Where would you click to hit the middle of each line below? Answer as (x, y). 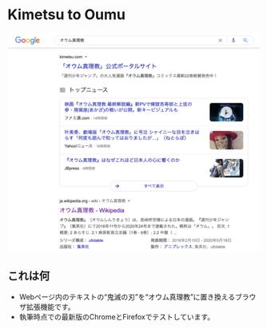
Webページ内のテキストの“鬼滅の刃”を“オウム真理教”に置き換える (127, 296)
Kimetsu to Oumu (66, 15)
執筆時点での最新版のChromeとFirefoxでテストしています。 (117, 316)
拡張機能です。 (50, 307)
